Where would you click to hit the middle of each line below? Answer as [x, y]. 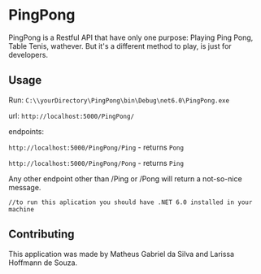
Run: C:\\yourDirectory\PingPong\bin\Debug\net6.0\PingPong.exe [119, 100]
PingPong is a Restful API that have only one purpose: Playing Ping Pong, [131, 37]
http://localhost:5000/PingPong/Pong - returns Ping [96, 163]
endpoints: [26, 131]
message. [25, 187]
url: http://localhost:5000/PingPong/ [72, 115]
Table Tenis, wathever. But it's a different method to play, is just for [120, 46]
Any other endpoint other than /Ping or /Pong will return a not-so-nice [125, 178]
